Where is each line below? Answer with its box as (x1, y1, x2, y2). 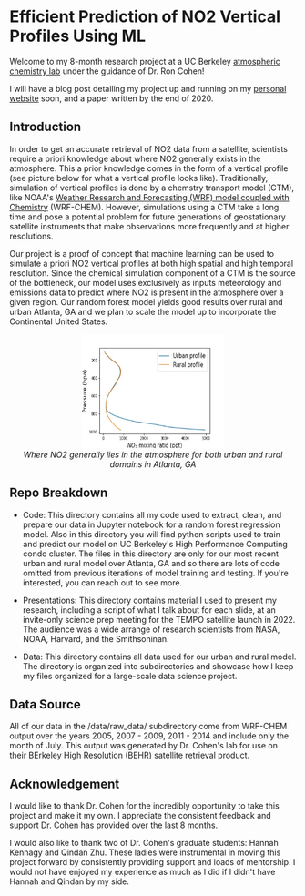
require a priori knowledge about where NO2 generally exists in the (9, 153, 261, 164)
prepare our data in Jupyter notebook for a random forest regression (22, 519, 280, 530)
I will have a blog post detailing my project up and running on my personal (9, 83, 287, 94)
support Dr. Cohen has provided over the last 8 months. (9, 820, 219, 830)
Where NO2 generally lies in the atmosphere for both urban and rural (23, 449, 283, 460)
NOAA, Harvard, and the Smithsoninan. (22, 633, 170, 644)
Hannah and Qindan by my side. (9, 876, 130, 887)
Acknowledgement (9, 776, 120, 791)
